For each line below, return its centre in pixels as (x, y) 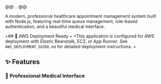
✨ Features (22, 62)
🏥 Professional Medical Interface (45, 76)
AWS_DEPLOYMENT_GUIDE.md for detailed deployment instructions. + (71, 46)
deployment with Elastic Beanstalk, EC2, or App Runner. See (66, 41)
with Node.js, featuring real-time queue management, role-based (71, 21)
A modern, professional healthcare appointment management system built (81, 16)
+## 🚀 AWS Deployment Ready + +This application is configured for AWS (80, 36)
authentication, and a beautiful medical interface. (55, 27)
